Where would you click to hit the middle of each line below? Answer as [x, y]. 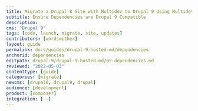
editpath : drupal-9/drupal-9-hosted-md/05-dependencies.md [80, 60]
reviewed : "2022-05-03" [35, 66]
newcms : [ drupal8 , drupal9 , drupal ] [51, 83]
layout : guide [24, 45]
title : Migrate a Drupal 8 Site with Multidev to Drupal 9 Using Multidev [100, 11]
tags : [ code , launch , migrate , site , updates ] [64, 33]
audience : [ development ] [37, 88]
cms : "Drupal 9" [26, 28]
